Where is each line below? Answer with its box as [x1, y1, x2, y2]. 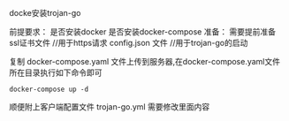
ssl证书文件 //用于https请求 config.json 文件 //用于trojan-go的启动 [9, 38, 248, 48]
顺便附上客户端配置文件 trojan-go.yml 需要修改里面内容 [9, 102, 210, 112]
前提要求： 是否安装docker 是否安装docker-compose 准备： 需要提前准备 [9, 26, 277, 37]
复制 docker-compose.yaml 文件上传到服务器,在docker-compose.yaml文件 [9, 57, 281, 66]
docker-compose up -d [9, 85, 89, 94]
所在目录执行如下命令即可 [9, 67, 103, 78]
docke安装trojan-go [9, 8, 81, 18]
